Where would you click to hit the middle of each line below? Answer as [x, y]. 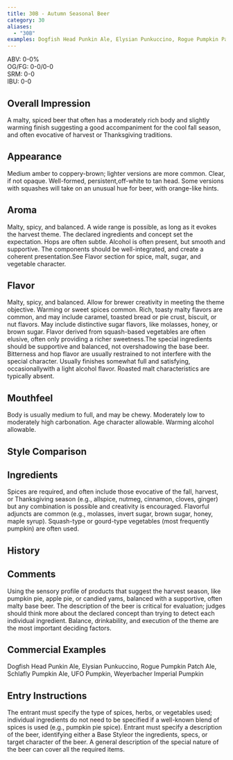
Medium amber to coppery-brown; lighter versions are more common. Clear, [116, 173]
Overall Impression [49, 103]
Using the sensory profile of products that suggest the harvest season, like [114, 591]
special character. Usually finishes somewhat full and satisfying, [99, 362]
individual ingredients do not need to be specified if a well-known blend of [113, 720]
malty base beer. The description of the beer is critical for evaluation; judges [116, 606]
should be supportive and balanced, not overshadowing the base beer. [108, 347]
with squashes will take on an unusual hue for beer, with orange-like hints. [113, 188]
